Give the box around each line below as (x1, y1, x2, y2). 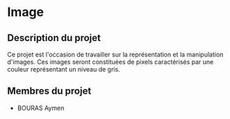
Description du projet (7, 32, 101, 44)
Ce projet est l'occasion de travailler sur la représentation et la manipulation (7, 50, 224, 58)
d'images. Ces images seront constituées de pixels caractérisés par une (7, 58, 214, 66)
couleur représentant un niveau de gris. (7, 65, 120, 73)
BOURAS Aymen (17, 104, 65, 112)
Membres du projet (7, 85, 92, 97)
